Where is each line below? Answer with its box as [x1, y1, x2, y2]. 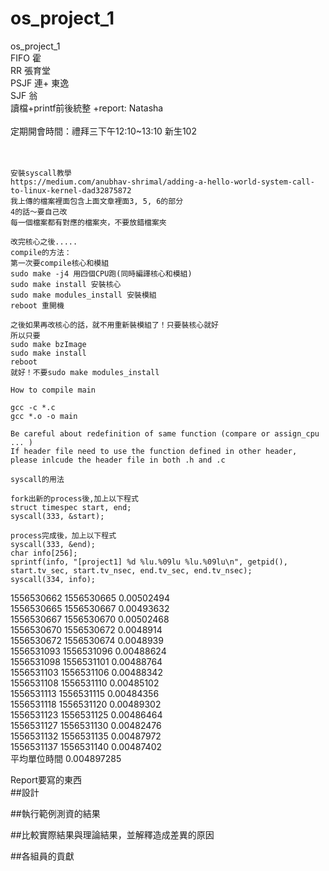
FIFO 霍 [10, 52, 42, 64]
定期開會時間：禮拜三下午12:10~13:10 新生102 [10, 125, 197, 137]
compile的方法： [10, 247, 72, 257]
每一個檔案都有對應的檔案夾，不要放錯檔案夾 [10, 217, 167, 227]
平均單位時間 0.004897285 [10, 752, 122, 764]
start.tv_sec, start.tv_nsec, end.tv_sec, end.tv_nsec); [10, 565, 253, 576]
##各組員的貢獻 [10, 850, 75, 862]
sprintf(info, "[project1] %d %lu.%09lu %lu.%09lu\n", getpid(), [10, 557, 288, 567]
